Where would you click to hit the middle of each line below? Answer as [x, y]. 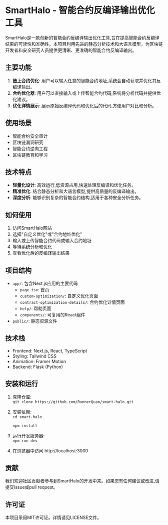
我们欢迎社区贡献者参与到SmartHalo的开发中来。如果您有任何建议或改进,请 [82, 481]
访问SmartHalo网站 [32, 228]
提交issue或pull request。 [32, 487]
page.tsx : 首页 [34, 290]
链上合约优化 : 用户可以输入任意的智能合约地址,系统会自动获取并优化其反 [86, 80]
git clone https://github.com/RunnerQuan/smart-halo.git [73, 402]
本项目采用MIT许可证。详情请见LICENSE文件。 [53, 517]
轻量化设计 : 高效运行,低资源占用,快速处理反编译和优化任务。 [74, 185]
